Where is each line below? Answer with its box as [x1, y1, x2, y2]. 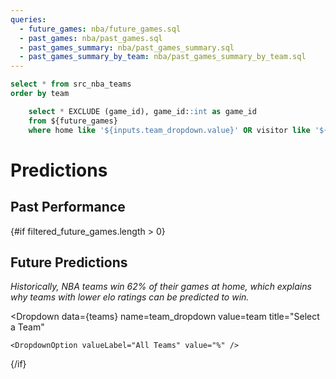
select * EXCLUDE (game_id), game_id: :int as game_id [28, 106, 257, 116]
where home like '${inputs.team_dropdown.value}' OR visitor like [28, 125, 311, 135]
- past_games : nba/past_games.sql [19, 33, 163, 43]
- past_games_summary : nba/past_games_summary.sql [19, 42, 235, 53]
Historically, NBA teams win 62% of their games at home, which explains [10, 281, 312, 293]
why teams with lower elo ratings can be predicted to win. [10, 291, 250, 303]
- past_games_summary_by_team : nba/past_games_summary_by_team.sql [19, 52, 307, 62]
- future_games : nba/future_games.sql [19, 24, 182, 34]
